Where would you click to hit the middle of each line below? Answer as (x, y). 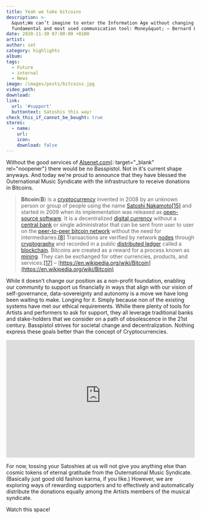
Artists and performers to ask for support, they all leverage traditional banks (100, 312)
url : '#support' (32, 106)
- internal (25, 73)
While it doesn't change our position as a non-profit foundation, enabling (96, 280)
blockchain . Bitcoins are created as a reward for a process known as (105, 250)
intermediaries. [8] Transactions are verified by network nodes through (107, 237)
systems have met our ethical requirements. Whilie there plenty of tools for (98, 306)
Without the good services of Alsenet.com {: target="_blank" (80, 162)
